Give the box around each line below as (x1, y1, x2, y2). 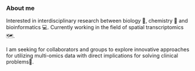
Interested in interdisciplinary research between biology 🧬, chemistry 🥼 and (6, 17, 188, 24)
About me (6, 4, 35, 12)
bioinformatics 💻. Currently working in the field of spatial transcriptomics (6, 24, 184, 31)
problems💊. (6, 58, 34, 65)
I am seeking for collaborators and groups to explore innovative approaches (6, 46, 190, 53)
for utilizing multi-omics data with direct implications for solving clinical (6, 52, 178, 59)
